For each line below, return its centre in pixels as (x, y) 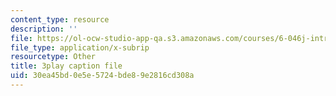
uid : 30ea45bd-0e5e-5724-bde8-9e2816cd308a (102, 76)
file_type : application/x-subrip (80, 47)
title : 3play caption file (66, 66)
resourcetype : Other (53, 57)
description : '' (44, 29)
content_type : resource (60, 19)
